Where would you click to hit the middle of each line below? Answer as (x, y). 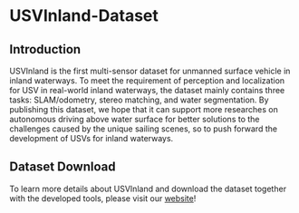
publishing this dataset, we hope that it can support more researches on (144, 109)
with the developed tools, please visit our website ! (103, 198)
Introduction (45, 49)
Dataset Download (63, 167)
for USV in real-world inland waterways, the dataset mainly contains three (147, 90)
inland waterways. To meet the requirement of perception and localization (147, 81)
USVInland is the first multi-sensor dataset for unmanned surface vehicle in (150, 71)
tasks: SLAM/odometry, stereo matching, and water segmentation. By (139, 100)
